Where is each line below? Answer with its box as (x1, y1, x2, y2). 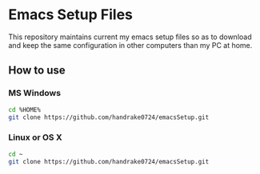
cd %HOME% (8, 105, 42, 113)
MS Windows (8, 88, 62, 99)
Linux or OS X (8, 132, 62, 143)
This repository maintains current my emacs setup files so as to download (8, 32, 252, 42)
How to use (8, 64, 66, 77)
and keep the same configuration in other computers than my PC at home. (8, 40, 253, 49)
